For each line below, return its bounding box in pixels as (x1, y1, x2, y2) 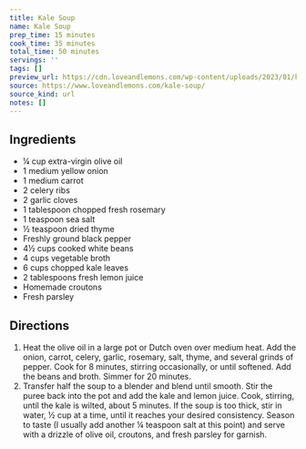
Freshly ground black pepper (22, 233, 132, 244)
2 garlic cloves (22, 195, 78, 206)
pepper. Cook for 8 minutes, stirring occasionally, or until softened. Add (22, 362, 291, 372)
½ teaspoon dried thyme (22, 224, 116, 235)
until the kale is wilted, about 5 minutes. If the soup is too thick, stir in (22, 400, 282, 411)
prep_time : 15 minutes (9, 30, 96, 39)
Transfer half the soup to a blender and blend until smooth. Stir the (22, 381, 273, 392)
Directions (9, 318, 70, 333)
